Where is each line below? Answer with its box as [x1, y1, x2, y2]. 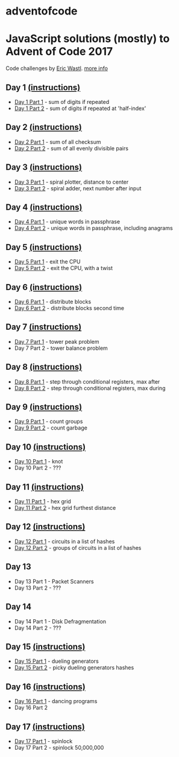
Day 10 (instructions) [5, 442, 86, 452]
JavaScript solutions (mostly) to [5, 32, 170, 46]
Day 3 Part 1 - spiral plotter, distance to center [14, 178, 129, 185]
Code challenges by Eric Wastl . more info [5, 65, 108, 72]
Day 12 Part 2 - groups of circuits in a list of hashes [14, 544, 142, 551]
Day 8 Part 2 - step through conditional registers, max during [14, 384, 166, 391]
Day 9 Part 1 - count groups [14, 418, 83, 425]
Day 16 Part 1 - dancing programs [14, 698, 98, 705]
